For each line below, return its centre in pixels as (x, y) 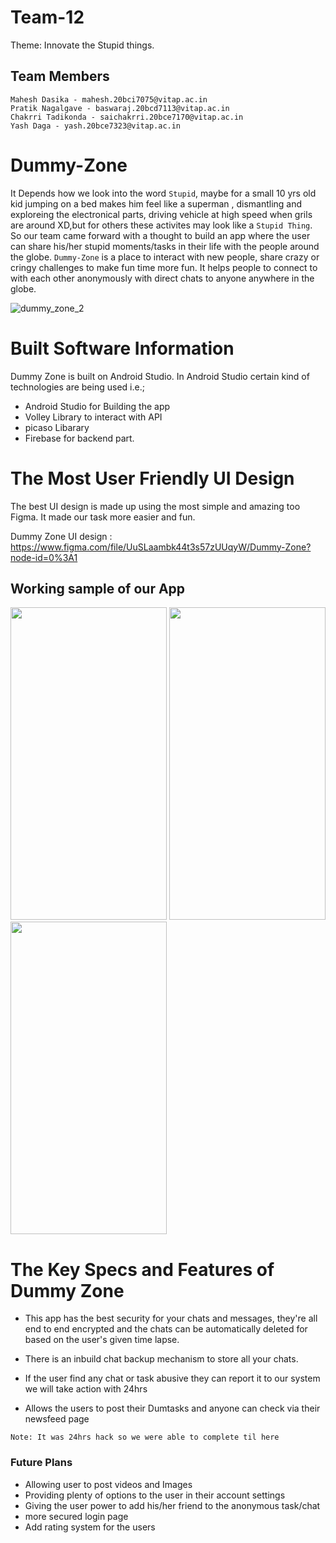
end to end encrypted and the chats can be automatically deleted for (166, 1329)
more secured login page (76, 1516)
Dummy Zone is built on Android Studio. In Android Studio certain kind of (160, 376)
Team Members (60, 76)
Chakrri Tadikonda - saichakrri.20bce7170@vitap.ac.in (127, 117)
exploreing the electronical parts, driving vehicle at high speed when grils (161, 214)
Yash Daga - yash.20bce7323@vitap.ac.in (96, 126)
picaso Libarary (57, 427)
